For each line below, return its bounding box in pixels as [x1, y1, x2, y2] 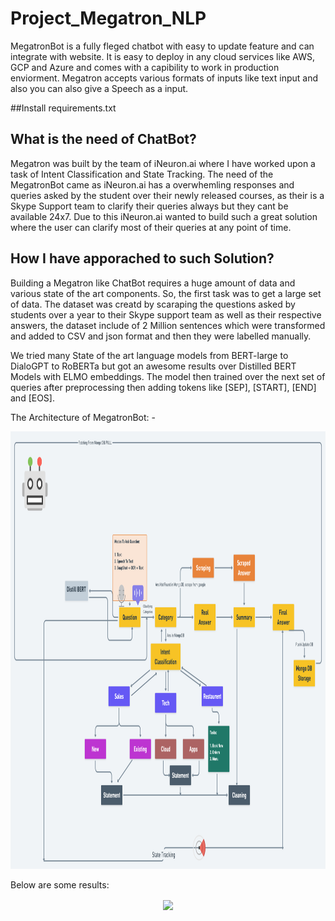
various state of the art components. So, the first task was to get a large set [10, 287, 322, 299]
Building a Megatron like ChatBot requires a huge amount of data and [10, 277, 296, 289]
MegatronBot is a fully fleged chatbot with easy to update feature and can [10, 40, 315, 52]
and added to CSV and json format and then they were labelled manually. [10, 330, 312, 342]
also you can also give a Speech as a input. [10, 82, 189, 94]
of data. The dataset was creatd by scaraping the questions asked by [10, 298, 296, 310]
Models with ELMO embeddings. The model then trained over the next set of [10, 370, 326, 382]
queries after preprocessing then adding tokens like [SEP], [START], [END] [10, 381, 317, 393]
